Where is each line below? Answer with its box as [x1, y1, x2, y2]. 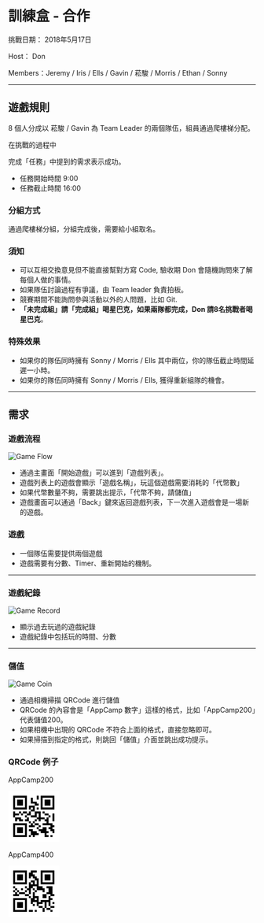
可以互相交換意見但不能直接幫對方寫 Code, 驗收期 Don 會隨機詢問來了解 [19, 265, 253, 275]
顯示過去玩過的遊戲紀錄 [19, 621, 96, 631]
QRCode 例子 [8, 757, 59, 768]
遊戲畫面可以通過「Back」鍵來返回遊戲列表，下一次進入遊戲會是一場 [19, 498, 243, 507]
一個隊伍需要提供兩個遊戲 [19, 548, 103, 558]
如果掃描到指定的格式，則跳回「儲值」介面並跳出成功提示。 [19, 735, 213, 744]
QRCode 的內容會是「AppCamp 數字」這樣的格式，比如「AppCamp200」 [19, 706, 256, 715]
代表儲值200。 [19, 715, 68, 725]
